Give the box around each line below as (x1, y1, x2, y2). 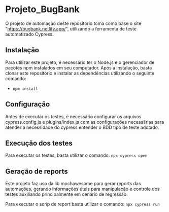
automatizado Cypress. (5, 31, 54, 37)
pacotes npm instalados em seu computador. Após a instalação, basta (5, 64, 152, 70)
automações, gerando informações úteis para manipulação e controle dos (5, 186, 160, 192)
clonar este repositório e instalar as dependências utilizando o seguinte (5, 70, 155, 76)
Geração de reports (5, 167, 68, 175)
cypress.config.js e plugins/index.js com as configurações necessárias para (5, 119, 164, 125)
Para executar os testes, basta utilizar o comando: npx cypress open (5, 152, 148, 158)
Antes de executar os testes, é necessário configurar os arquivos (5, 113, 142, 120)
